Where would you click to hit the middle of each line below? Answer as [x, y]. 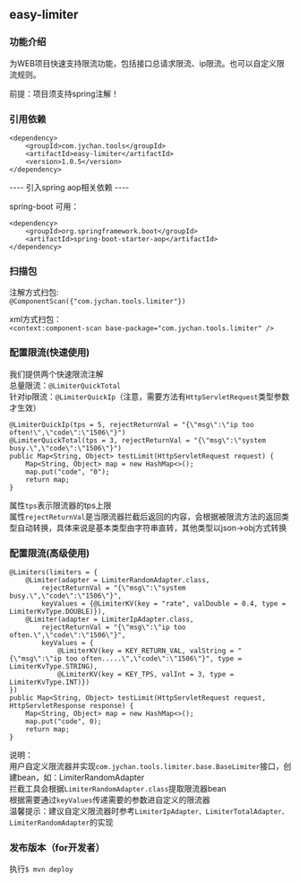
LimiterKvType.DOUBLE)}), [57, 611]
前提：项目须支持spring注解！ [64, 93]
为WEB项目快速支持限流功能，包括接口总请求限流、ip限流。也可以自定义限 [147, 63]
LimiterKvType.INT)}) [50, 682]
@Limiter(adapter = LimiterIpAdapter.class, [110, 619]
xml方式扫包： [36, 319]
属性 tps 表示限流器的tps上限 [60, 505]
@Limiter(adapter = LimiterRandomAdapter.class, [118, 580]
